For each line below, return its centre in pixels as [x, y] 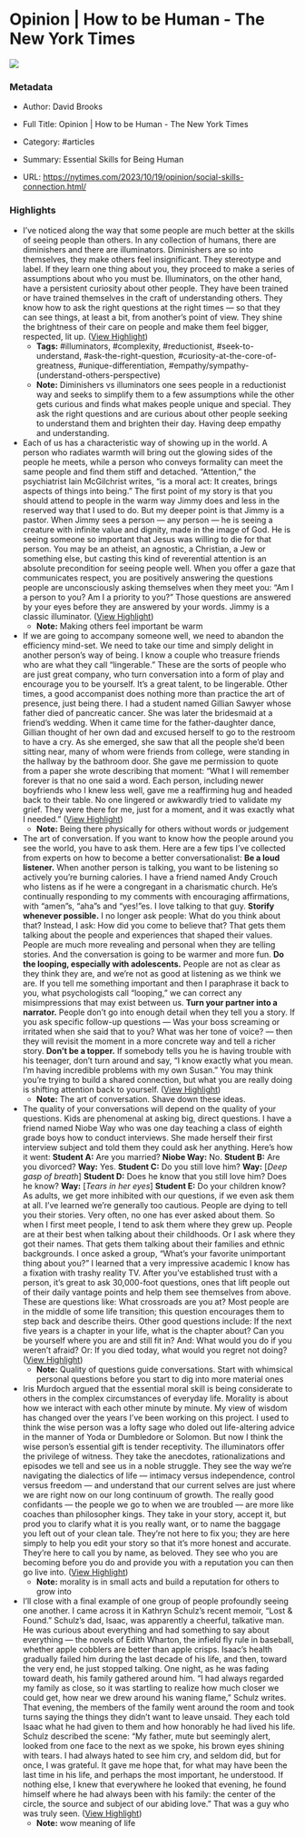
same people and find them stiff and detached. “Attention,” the [139, 472]
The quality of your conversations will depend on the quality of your [149, 1108]
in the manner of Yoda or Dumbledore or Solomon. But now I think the [152, 1436]
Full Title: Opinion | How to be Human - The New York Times [135, 124]
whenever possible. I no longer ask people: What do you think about [152, 915]
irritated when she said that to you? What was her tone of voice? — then [157, 1031]
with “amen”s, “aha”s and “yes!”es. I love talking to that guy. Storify [148, 906]
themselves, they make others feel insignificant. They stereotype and [152, 259]
